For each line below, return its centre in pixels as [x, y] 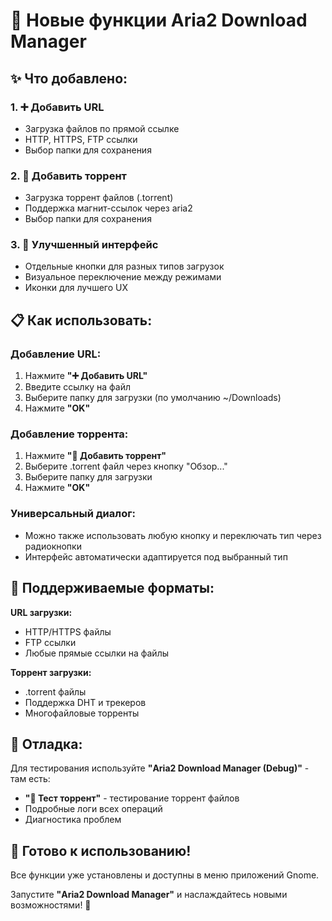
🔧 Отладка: [46, 744]
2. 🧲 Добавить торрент [68, 176]
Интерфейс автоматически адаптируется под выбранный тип [156, 556]
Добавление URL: [56, 354]
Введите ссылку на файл [78, 387]
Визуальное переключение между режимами [123, 277]
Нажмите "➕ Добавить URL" [86, 376]
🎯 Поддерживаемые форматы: [112, 588]
